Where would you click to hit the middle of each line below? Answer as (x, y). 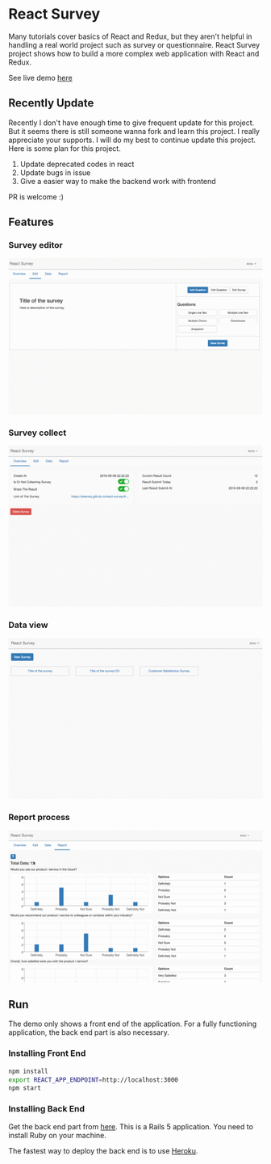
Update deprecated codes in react (77, 164)
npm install (28, 1071)
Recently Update (51, 103)
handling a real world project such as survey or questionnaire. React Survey (134, 44)
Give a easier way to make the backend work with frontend (118, 181)
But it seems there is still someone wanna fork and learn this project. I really (134, 131)
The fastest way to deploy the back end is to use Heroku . (103, 1150)
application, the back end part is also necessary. (89, 1032)
